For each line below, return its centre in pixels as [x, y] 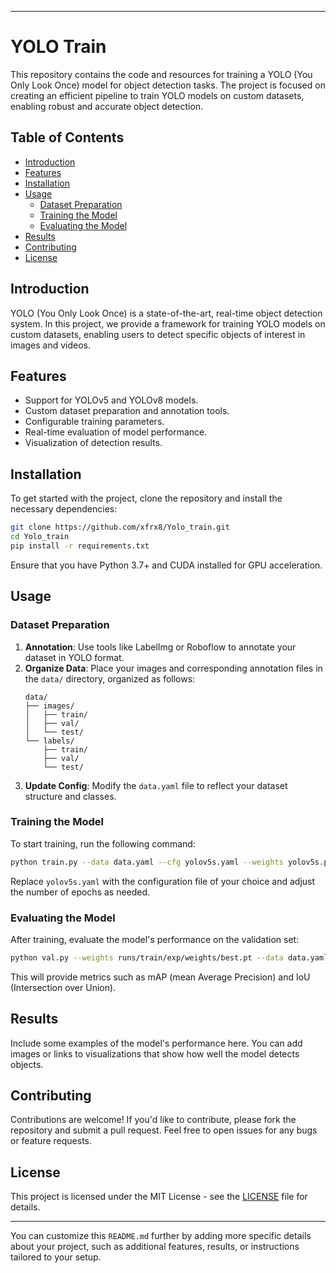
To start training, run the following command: [103, 843]
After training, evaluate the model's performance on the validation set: [155, 939]
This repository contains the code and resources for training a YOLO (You [161, 74]
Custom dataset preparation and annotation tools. [127, 411]
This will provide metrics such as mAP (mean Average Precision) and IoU [160, 977]
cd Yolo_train [40, 537]
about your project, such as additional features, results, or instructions [155, 1247]
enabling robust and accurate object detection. [107, 106]
